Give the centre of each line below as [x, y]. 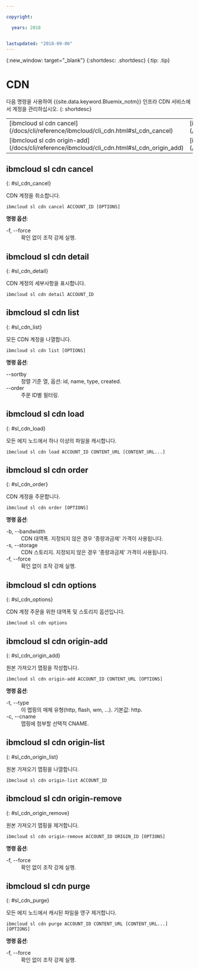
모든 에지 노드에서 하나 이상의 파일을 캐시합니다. [62, 441]
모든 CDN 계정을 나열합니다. [39, 339]
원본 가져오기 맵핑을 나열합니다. [43, 769]
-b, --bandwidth [26, 531]
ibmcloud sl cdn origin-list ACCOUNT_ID [57, 780]
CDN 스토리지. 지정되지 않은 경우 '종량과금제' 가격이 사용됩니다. [94, 552]
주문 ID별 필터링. [40, 395]
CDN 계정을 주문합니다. [33, 496]
